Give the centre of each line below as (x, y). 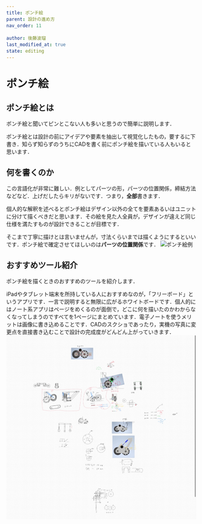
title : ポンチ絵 (25, 13)
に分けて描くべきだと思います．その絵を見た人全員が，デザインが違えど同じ (101, 216)
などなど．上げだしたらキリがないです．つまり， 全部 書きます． (85, 196)
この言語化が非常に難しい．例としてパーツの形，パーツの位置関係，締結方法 (101, 188)
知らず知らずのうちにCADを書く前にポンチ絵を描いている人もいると (107, 144)
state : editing (25, 51)
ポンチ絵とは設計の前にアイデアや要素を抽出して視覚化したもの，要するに (99, 136)
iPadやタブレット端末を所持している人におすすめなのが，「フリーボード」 (97, 294)
